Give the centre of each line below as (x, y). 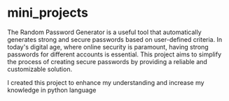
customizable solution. (40, 69)
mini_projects (48, 13)
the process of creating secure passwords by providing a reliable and (107, 61)
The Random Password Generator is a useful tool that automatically (104, 32)
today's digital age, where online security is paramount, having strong (108, 47)
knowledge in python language (52, 90)
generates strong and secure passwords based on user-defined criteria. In (115, 39)
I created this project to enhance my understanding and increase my (106, 82)
